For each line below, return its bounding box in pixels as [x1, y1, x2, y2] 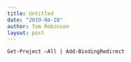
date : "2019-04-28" [7, 17, 63, 23]
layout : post [7, 29, 45, 37]
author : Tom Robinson [7, 23, 70, 30]
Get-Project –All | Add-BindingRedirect [7, 48, 125, 55]
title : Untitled [7, 10, 54, 17]
